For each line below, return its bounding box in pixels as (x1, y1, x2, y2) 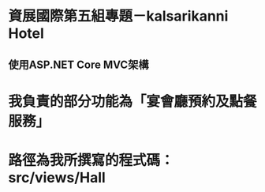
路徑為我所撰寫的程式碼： (8, 151, 175, 169)
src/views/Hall (8, 168, 106, 186)
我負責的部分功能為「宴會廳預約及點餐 (8, 92, 258, 111)
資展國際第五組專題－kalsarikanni (8, 7, 229, 25)
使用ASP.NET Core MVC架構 (8, 58, 149, 71)
